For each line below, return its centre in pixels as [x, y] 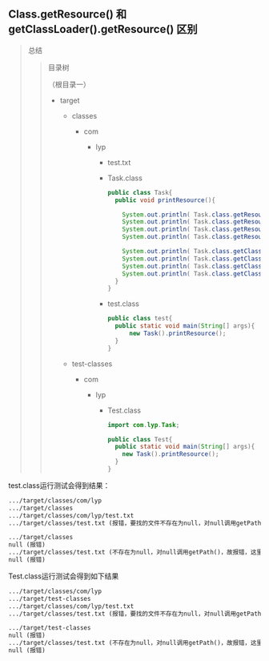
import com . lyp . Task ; [144, 425]
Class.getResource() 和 [67, 14]
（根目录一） [69, 84]
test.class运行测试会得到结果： [59, 485]
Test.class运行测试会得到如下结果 [64, 576]
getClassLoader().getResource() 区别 [103, 29]
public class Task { [140, 192]
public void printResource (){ [165, 200]
